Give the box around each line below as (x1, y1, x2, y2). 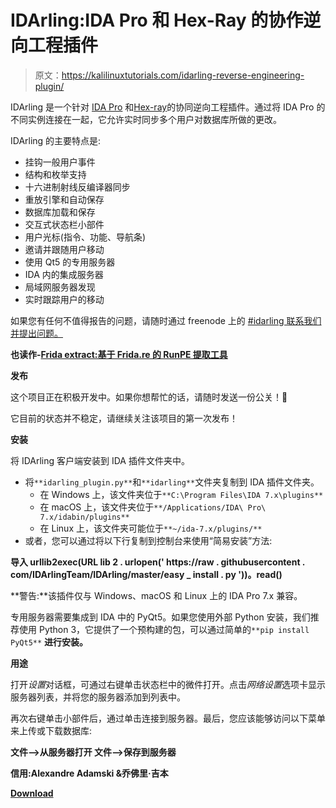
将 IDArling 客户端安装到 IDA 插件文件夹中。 (10, 454, 190, 466)
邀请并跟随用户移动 (24, 243, 105, 255)
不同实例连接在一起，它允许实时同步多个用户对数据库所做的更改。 (10, 113, 282, 125)
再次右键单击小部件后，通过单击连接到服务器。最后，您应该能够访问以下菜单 (10, 712, 326, 724)
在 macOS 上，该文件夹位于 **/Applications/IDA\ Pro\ (39, 501, 267, 513)
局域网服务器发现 (24, 281, 96, 293)
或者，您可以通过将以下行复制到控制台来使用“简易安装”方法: (24, 534, 273, 546)
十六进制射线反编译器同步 (24, 181, 131, 193)
